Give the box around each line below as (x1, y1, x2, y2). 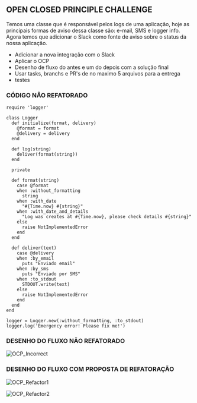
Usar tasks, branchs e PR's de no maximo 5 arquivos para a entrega (14, 70, 180, 77)
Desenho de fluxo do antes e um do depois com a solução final (14, 64, 169, 71)
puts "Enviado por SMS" (21, 271, 81, 277)
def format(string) (11, 178, 60, 184)
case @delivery (17, 250, 54, 256)
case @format (17, 182, 49, 189)
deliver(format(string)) (17, 152, 78, 158)
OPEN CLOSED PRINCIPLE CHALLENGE (6, 5, 153, 15)
